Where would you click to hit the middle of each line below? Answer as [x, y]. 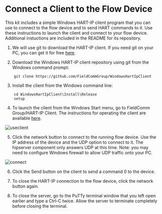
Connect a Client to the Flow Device [79, 9]
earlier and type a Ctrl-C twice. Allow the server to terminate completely [85, 201]
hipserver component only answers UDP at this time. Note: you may [80, 147]
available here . [27, 118]
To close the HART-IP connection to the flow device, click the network [83, 181]
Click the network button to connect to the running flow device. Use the [84, 137]
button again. [25, 186]
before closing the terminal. [40, 206]
